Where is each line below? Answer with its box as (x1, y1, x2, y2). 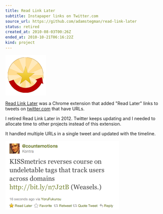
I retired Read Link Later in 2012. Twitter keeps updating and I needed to (5, 115, 156, 121)
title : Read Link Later (5, 8, 56, 13)
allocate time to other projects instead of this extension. (5, 121, 121, 127)
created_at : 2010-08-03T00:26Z (5, 29, 71, 35)
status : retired (5, 24, 39, 29)
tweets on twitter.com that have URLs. (5, 105, 85, 112)
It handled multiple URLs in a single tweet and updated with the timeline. (5, 130, 156, 136)
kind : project (5, 40, 35, 45)
